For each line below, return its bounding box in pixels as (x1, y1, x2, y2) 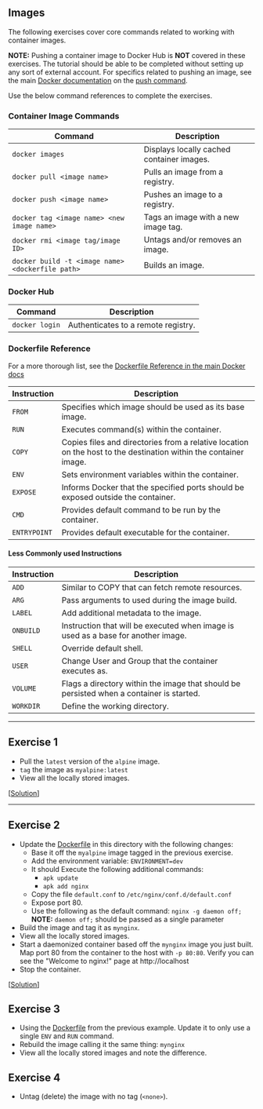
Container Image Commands (8, 110, 120, 121)
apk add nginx (42, 882, 89, 890)
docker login (12, 321, 61, 330)
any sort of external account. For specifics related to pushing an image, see (8, 67, 252, 77)
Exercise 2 (8, 819, 60, 832)
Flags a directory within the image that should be (61, 678, 241, 689)
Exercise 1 (8, 735, 59, 749)
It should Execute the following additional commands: (31, 864, 204, 874)
